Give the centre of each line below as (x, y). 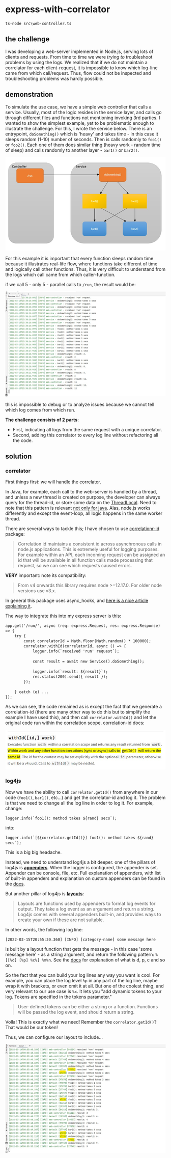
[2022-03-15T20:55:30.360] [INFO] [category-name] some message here (81, 940)
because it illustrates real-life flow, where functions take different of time (81, 264)
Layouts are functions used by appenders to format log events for (87, 903)
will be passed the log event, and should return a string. (76, 1012)
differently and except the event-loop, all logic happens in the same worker (84, 513)
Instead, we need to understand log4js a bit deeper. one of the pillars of (80, 862)
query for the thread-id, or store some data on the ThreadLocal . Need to (81, 503)
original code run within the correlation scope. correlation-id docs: (75, 723)
